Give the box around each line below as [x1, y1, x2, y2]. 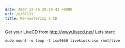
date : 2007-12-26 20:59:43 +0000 [5, 7, 73, 12]
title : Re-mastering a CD [5, 16, 57, 21]
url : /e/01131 [5, 12, 34, 16]
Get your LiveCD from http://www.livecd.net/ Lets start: [5, 29, 115, 35]
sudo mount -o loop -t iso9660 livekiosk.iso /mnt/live [5, 38, 120, 43]
